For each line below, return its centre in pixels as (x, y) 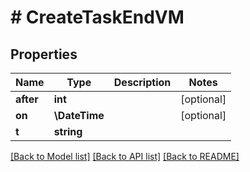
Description (142, 82)
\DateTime (79, 115)
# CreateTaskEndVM (97, 17)
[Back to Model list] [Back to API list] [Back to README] (125, 156)
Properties (44, 54)
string (68, 131)
